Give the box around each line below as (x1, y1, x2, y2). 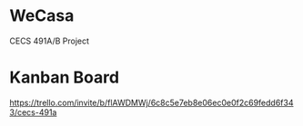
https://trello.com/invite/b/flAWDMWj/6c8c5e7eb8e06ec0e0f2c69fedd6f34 (9, 97, 294, 108)
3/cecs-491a (9, 106, 57, 118)
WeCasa (9, 5, 75, 26)
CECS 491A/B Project (9, 35, 89, 46)
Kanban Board (9, 67, 120, 88)
